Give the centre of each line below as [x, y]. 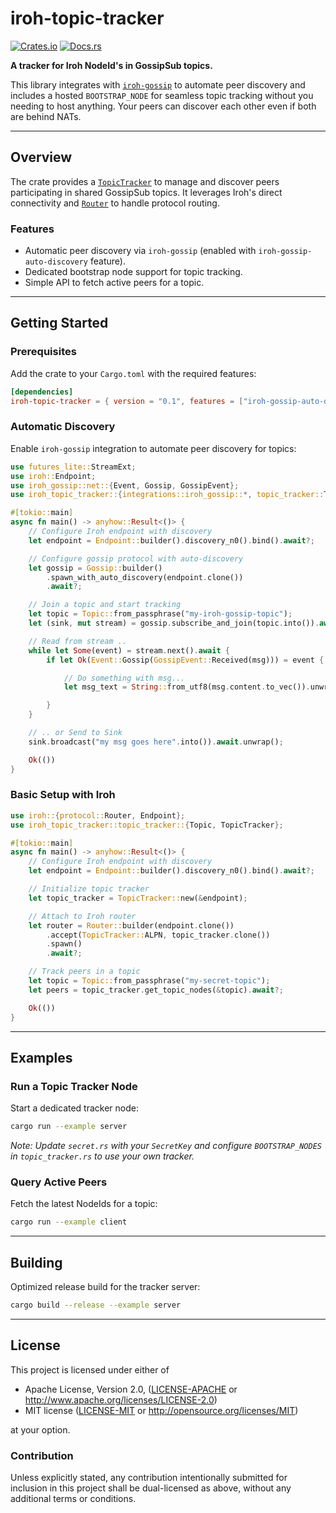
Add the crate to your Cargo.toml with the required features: [133, 373]
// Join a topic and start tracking [105, 605]
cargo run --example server [69, 1127]
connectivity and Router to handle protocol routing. [115, 203]
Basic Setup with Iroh [63, 795]
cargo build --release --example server [96, 1305]
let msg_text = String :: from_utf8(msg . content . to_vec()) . [187, 687]
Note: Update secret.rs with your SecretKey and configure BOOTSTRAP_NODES [166, 1146]
